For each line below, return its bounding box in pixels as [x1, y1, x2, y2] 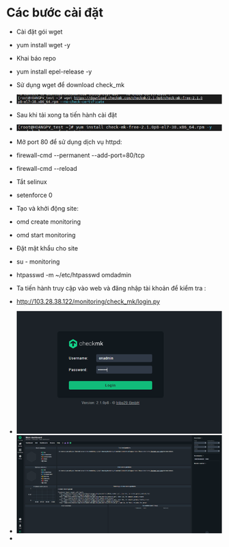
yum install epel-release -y [16, 67, 92, 75]
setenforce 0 [16, 191, 53, 200]
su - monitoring [16, 257, 60, 266]
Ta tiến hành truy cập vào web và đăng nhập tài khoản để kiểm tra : [16, 284, 206, 292]
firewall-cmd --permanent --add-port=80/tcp [16, 151, 145, 159]
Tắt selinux [16, 178, 47, 186]
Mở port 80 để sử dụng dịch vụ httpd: [16, 138, 122, 146]
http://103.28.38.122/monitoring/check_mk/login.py [16, 297, 161, 306]
